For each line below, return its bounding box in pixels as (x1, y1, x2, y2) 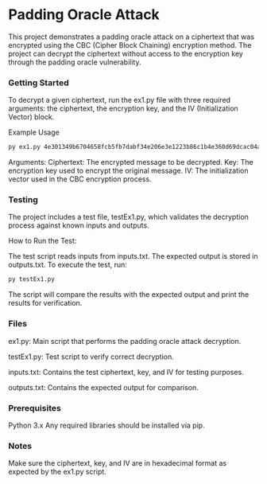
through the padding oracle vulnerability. (8, 57, 141, 67)
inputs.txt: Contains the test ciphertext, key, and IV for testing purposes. (8, 367, 244, 377)
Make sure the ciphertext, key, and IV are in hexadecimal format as (8, 459, 227, 468)
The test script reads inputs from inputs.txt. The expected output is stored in (8, 252, 258, 261)
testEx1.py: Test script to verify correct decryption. (8, 352, 175, 361)
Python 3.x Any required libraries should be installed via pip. (8, 420, 205, 430)
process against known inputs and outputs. (8, 221, 149, 230)
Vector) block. (8, 112, 55, 122)
